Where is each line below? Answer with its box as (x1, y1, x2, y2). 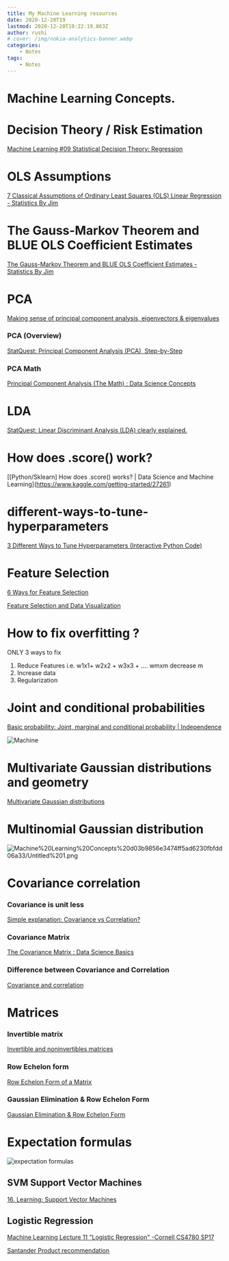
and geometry (7, 775, 89, 790)
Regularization (16, 676, 58, 684)
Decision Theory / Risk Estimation (7, 122, 203, 137)
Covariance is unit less (7, 899, 84, 909)
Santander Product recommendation (7, 1247, 110, 1255)
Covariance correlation (7, 875, 141, 891)
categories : (7, 42, 41, 49)
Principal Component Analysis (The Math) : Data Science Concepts (7, 379, 196, 388)
